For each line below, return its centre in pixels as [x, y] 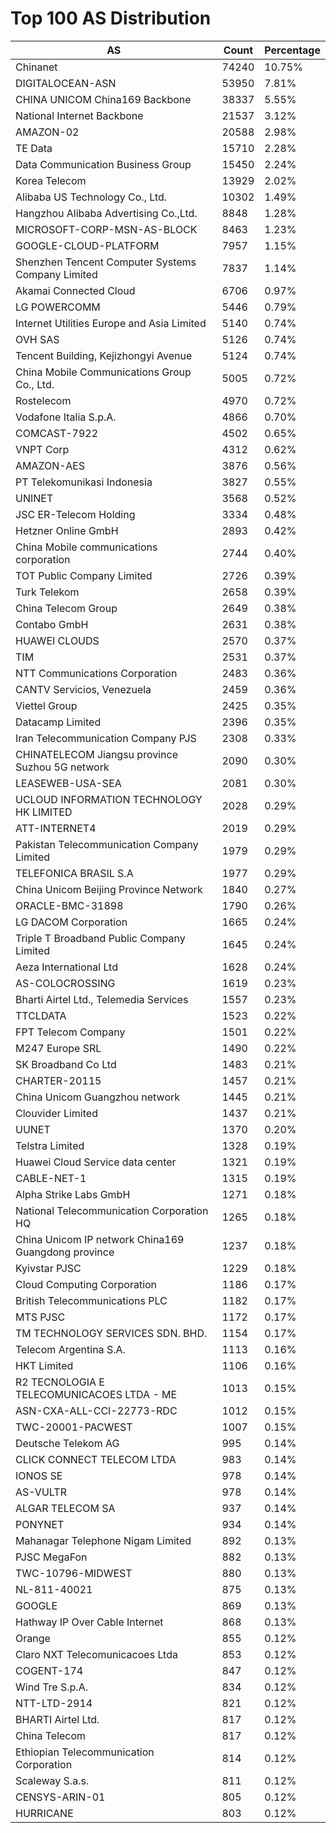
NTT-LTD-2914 [54, 1703]
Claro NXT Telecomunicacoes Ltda [96, 1654]
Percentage [292, 50]
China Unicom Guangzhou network [98, 1097]
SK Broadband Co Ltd [66, 1064]
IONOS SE [39, 1475]
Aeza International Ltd [66, 967]
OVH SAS [37, 339]
